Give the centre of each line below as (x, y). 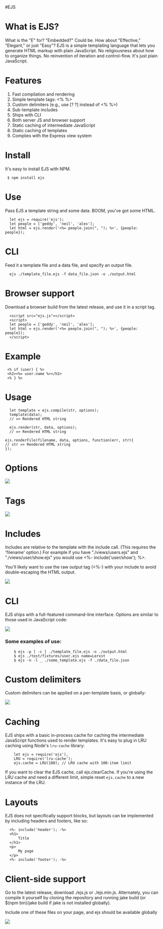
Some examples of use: (33, 642)
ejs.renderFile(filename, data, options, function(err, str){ (69, 440)
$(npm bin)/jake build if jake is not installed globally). (58, 903)
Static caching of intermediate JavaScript (54, 125)
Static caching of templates (39, 130)
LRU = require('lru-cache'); (43, 759)
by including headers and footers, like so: (46, 821)
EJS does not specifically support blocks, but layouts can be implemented (79, 816)
